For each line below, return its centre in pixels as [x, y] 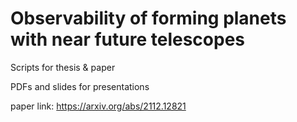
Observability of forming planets [148, 18]
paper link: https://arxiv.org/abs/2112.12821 [98, 106]
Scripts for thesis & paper [63, 67]
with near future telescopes [128, 39]
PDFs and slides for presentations [80, 86]
